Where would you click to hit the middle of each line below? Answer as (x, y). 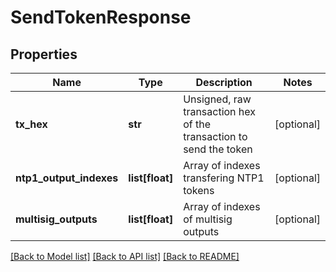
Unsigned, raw (217, 99)
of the (197, 124)
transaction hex (220, 111)
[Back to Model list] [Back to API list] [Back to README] (125, 256)
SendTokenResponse (101, 17)
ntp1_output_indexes (67, 178)
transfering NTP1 (224, 178)
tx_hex (31, 124)
